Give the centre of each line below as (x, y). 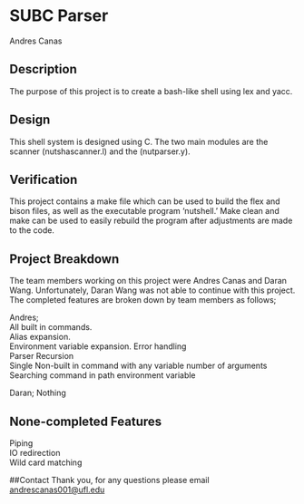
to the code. (32, 230)
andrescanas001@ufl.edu (57, 489)
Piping (21, 443)
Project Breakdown (64, 259)
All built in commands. (51, 327)
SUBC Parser (59, 16)
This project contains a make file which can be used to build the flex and (145, 201)
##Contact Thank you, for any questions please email (110, 480)
